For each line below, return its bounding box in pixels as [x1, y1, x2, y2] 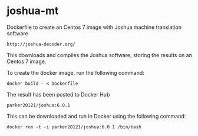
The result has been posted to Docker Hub [6, 91, 110, 98]
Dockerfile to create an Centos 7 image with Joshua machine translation [6, 24, 182, 31]
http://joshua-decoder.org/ [6, 41, 76, 47]
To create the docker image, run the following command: [6, 69, 145, 76]
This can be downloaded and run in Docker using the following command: [6, 112, 186, 120]
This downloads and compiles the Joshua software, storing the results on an [6, 51, 192, 58]
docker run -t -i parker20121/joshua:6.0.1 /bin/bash [6, 124, 142, 130]
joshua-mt [6, 4, 59, 18]
